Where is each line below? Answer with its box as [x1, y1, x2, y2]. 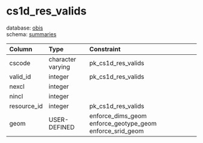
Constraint [89, 45, 121, 53]
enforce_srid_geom [89, 127, 144, 135]
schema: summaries [6, 30, 57, 37]
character [48, 55, 77, 63]
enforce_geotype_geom [89, 119, 157, 127]
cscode [9, 59, 31, 67]
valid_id [9, 72, 31, 81]
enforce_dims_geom [89, 112, 147, 120]
